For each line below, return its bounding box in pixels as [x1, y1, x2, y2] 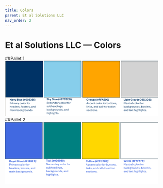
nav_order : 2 [5, 18, 32, 23]
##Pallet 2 [5, 117, 26, 123]
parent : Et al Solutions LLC [5, 13, 64, 18]
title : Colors [5, 8, 34, 13]
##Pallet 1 [5, 56, 25, 62]
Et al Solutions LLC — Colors [5, 39, 121, 50]
